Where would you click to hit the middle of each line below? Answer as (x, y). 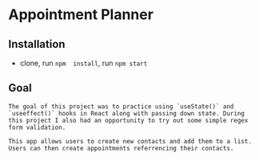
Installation (37, 44)
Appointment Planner (81, 15)
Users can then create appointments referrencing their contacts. (121, 148)
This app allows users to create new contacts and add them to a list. (130, 141)
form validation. (37, 127)
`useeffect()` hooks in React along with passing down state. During (127, 113)
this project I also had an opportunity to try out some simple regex (128, 120)
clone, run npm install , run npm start (84, 63)
